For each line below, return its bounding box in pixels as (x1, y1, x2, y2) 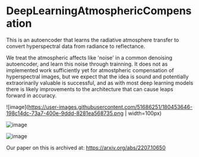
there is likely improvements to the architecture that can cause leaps (6, 85, 173, 92)
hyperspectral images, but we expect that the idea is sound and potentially (6, 73, 189, 80)
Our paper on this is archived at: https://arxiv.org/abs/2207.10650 (6, 144, 166, 151)
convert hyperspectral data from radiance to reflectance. (6, 43, 146, 50)
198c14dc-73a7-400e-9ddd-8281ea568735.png (6, 110, 124, 117)
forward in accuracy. (6, 92, 57, 99)
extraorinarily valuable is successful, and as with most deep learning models (6, 79, 194, 86)
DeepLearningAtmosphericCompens (6, 4, 192, 18)
